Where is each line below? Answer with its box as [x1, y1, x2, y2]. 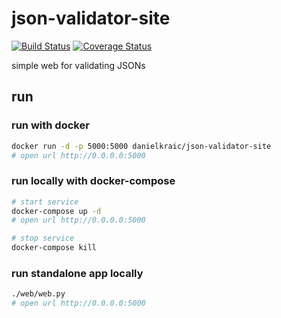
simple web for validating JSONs [11, 59, 146, 71]
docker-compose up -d [11, 206, 102, 216]
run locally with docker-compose [11, 174, 176, 188]
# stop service [11, 233, 75, 244]
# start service [11, 197, 79, 207]
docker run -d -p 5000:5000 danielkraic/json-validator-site [11, 141, 272, 151]
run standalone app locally [11, 266, 144, 280]
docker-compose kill [11, 243, 98, 253]
